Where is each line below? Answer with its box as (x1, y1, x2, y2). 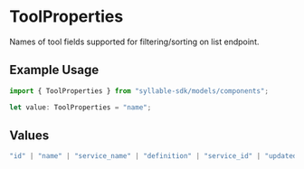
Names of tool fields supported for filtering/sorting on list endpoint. (9, 36, 260, 47)
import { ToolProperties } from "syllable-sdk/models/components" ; (9, 86, 270, 96)
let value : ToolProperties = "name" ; (9, 102, 152, 112)
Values (9, 127, 50, 143)
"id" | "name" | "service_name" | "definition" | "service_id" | (9, 152, 261, 161)
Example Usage (9, 62, 100, 78)
